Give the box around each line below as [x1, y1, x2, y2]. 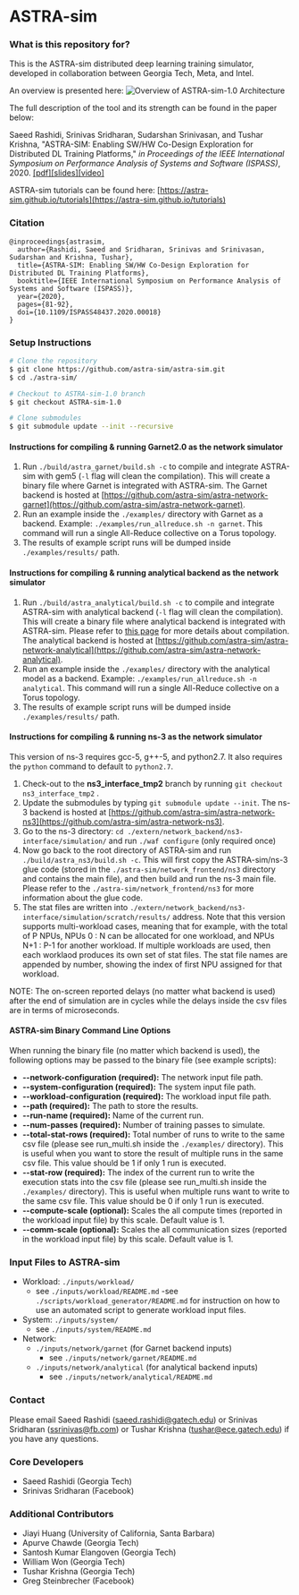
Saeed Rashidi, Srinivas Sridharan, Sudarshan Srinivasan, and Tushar [9, 130, 263, 141]
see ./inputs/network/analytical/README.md [48, 1371, 212, 1382]
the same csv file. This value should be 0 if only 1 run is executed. [21, 1196, 265, 1207]
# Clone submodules [9, 414, 82, 422]
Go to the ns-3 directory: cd [21, 825, 124, 836]
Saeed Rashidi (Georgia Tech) [21, 1475, 132, 1487]
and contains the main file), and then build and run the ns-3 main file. [21, 873, 277, 883]
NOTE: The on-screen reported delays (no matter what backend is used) [9, 985, 276, 996]
